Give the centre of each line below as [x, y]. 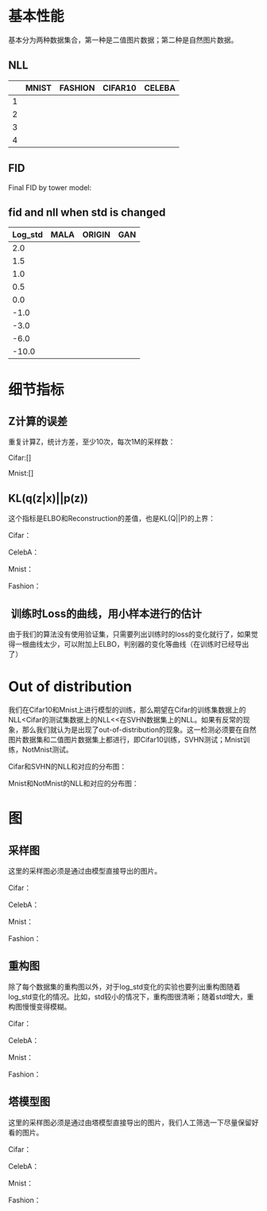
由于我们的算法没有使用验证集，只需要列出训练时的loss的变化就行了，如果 [130, 634]
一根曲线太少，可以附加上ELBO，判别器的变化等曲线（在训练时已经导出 [132, 644]
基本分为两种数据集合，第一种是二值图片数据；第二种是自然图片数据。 [123, 40]
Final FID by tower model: [50, 187]
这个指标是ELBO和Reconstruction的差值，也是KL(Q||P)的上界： [112, 519]
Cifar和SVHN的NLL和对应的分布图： [68, 766]
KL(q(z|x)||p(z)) [48, 498]
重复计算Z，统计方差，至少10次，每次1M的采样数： [92, 442]
